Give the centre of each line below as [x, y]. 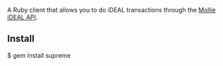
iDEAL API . [23, 17]
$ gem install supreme [39, 55]
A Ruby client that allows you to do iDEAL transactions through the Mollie [111, 10]
